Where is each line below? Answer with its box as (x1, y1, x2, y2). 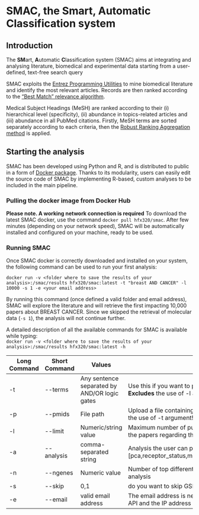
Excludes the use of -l (128, 389, 191, 397)
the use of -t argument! (128, 414, 194, 422)
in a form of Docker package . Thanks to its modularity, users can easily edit (6, 169, 191, 176)
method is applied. (6, 129, 52, 137)
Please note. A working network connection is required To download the (6, 210, 187, 217)
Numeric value (80, 469, 121, 477)
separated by (80, 382, 117, 390)
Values (91, 361, 111, 369)
